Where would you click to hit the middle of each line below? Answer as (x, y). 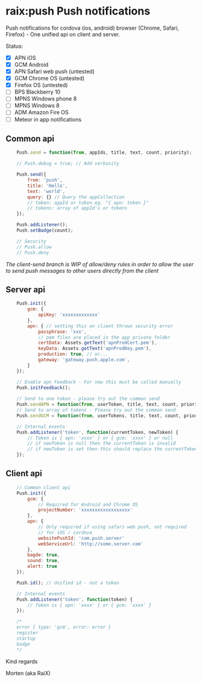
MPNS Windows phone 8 (46, 99)
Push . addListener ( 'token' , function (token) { (75, 599)
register (27, 633)
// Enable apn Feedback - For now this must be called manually (99, 382)
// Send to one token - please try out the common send (88, 399)
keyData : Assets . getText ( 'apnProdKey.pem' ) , (95, 349)
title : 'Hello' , (48, 186)
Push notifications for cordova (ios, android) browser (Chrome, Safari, (92, 28)
